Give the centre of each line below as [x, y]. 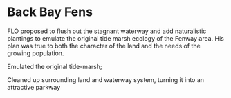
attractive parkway [34, 87]
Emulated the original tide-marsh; [55, 66]
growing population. [36, 53]
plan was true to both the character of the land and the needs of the [104, 46]
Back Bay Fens [50, 12]
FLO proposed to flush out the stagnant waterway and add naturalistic [107, 31]
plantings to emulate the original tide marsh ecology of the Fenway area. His [116, 38]
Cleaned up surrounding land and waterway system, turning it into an [106, 79]
